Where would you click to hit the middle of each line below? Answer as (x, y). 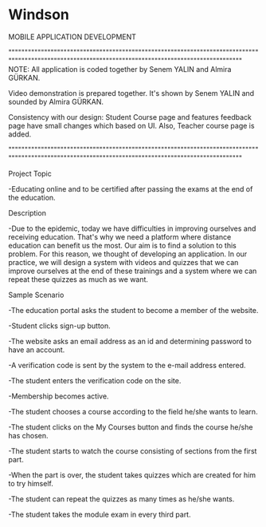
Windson (39, 15)
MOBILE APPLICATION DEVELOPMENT (72, 37)
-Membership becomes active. (59, 396)
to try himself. (31, 483)
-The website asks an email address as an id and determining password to (130, 341)
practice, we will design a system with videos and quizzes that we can (123, 262)
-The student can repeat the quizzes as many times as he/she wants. (121, 499)
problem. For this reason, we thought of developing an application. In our (128, 254)
